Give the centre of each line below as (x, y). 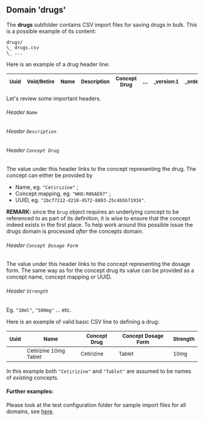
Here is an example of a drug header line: (58, 64)
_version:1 (166, 81)
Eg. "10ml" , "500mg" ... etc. (39, 310)
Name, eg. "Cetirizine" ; (47, 187)
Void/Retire (41, 81)
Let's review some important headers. (54, 98)
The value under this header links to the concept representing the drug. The (101, 169)
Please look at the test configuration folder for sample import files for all (96, 405)
